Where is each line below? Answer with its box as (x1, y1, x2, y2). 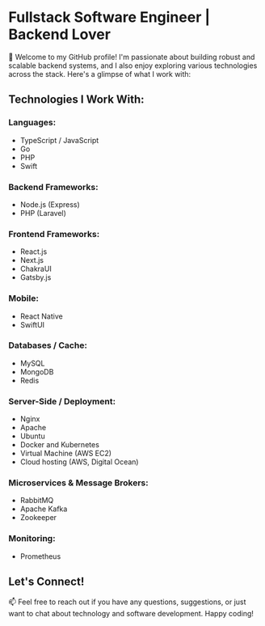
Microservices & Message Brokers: (8, 477, 149, 489)
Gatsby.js (19, 273, 52, 282)
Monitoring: (8, 533, 56, 544)
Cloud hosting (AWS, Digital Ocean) (19, 457, 139, 467)
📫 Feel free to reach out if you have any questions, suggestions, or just (8, 597, 246, 607)
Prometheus (19, 551, 61, 561)
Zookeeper (19, 513, 57, 522)
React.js (19, 247, 48, 256)
